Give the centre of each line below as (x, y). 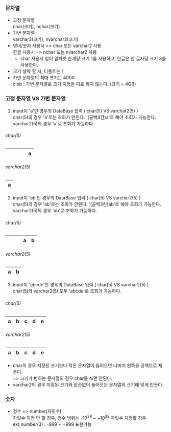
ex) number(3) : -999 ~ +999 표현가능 (52, 424)
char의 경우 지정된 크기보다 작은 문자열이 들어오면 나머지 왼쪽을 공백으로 (85, 365)
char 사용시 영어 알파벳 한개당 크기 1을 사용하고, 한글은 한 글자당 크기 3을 (93, 59)
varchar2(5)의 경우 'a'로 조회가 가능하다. (53, 123)
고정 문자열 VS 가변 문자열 (35, 99)
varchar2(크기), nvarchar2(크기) (46, 39)
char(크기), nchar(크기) (36, 27)
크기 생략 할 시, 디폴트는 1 (38, 71)
